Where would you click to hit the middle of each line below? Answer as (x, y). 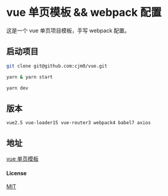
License (17, 173)
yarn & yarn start (30, 77)
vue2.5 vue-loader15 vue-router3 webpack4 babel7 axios (79, 123)
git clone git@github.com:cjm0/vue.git (57, 66)
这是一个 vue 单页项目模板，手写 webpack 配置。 (68, 30)
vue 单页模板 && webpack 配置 (84, 12)
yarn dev (17, 88)
